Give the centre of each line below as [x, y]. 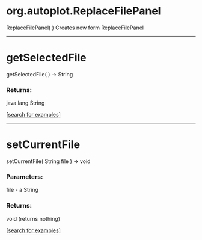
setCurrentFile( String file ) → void [48, 161]
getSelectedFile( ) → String [40, 74]
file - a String [23, 190]
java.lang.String [26, 103]
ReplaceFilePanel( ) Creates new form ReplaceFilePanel [75, 28]
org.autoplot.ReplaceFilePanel [84, 11]
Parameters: [25, 177]
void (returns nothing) [33, 218]
